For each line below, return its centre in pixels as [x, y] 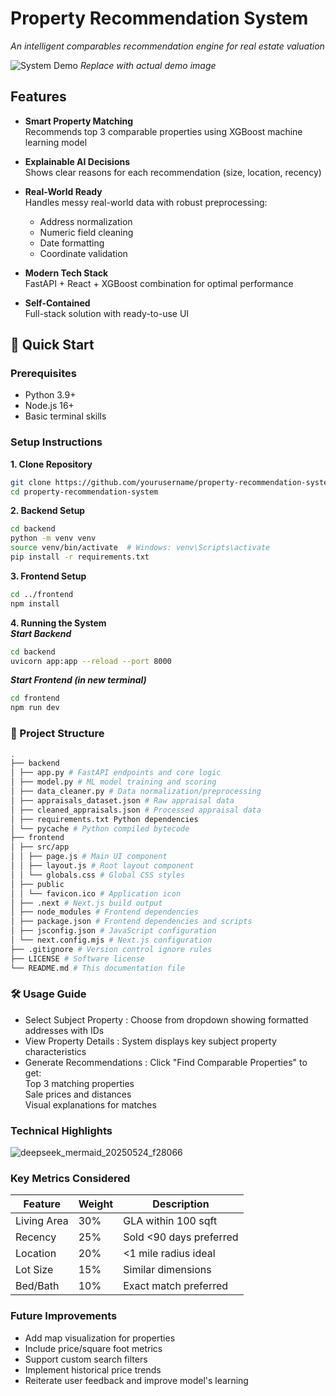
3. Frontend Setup [48, 576]
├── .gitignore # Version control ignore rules [111, 949]
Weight [96, 1204]
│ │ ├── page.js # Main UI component [89, 857]
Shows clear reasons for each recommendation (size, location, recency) [173, 172]
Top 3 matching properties [79, 1083]
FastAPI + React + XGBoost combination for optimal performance [159, 283]
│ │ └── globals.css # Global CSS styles [98, 875]
